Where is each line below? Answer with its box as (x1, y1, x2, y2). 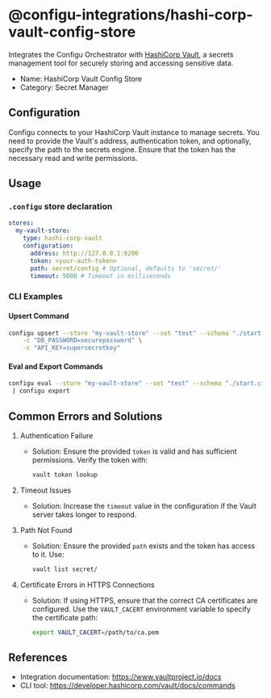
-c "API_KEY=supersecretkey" (23, 344, 121, 353)
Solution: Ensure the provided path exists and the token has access (31, 540, 256, 551)
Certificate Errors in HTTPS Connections (19, 580, 155, 590)
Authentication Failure (19, 430, 94, 440)
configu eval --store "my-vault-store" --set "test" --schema (8, 379, 222, 387)
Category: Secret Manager (19, 82, 109, 92)
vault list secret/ (31, 565, 98, 573)
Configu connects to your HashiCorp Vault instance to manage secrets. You (8, 127, 260, 137)
